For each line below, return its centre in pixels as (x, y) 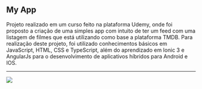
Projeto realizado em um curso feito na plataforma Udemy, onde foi (89, 24)
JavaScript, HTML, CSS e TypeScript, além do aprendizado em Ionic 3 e (95, 50)
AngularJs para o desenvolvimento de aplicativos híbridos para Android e (97, 56)
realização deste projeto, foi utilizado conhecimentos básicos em (87, 43)
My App (21, 10)
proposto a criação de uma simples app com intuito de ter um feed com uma (101, 31)
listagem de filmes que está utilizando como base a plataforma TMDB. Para (99, 37)
